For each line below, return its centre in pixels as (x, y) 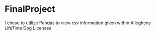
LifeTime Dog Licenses (28, 28)
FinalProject (30, 9)
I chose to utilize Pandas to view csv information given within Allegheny (78, 23)
